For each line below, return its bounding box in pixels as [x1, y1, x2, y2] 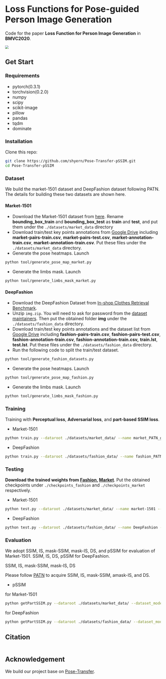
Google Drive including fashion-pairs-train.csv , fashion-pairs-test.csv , [12, 332, 161, 338]
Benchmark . [12, 305, 38, 311]
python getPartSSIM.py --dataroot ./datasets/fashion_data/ [5, 619, 132, 625]
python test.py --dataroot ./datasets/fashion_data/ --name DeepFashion [5, 525, 158, 530]
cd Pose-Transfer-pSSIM [5, 163, 54, 168]
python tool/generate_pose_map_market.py [5, 260, 92, 265]
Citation [5, 633, 31, 641]
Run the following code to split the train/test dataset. [12, 347, 120, 353]
